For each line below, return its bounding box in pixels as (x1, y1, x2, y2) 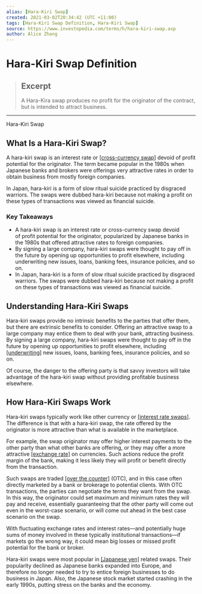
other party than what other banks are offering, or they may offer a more (6, 444, 186, 451)
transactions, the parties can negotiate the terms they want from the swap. (6, 488, 192, 495)
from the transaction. (6, 463, 58, 470)
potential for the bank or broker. (6, 543, 85, 551)
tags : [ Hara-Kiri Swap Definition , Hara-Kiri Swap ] (6, 20, 138, 26)
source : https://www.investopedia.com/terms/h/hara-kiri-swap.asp (6, 25, 176, 32)
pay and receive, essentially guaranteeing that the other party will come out (6, 500, 194, 507)
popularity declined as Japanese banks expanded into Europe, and (6, 562, 172, 569)
